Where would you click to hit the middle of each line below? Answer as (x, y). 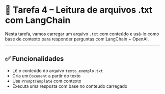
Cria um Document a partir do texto (46, 75)
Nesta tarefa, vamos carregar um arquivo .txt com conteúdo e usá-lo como (82, 34)
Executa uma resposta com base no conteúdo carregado (70, 86)
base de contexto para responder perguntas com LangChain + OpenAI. (77, 39)
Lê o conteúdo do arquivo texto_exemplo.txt (57, 71)
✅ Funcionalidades (35, 59)
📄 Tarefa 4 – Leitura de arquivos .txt (79, 10)
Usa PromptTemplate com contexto (47, 81)
